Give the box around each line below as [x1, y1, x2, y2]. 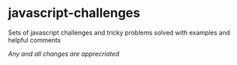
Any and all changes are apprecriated [8, 49, 120, 58]
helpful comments [8, 35, 61, 44]
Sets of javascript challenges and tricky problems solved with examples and [8, 28, 230, 37]
